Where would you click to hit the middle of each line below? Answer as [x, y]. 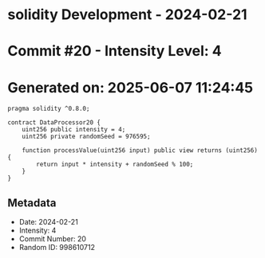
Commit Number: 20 [53, 239]
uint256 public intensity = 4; [74, 130]
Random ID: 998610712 [57, 248]
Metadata [32, 203]
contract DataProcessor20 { [54, 123]
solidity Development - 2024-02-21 [128, 15]
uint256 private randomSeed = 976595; [86, 137]
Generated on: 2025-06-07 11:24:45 [131, 87]
